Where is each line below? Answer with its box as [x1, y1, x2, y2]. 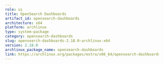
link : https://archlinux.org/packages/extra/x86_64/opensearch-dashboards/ [5, 51, 163, 57]
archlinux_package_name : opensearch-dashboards [5, 47, 104, 52]
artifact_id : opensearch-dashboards [5, 16, 80, 21]
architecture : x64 [5, 20, 42, 26]
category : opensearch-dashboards [5, 34, 73, 39]
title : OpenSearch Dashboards [5, 12, 67, 16]
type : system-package [5, 29, 49, 34]
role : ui [5, 7, 23, 12]
